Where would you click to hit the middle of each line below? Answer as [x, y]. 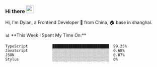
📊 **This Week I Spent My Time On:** [46, 35]
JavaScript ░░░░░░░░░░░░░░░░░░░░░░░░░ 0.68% [65, 51]
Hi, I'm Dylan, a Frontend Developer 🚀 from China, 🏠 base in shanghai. [79, 22]
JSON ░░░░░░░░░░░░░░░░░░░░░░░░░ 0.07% [65, 55]
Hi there [15, 11]
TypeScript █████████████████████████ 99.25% [66, 46]
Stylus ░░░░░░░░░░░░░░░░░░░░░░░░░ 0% [62, 59]
